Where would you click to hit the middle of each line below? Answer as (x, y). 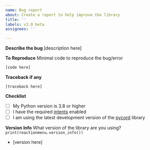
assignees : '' (20, 29)
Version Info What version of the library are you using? (63, 128)
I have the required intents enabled (49, 112)
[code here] (18, 68)
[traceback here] (24, 87)
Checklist (16, 96)
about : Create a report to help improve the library (63, 15)
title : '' (16, 19)
